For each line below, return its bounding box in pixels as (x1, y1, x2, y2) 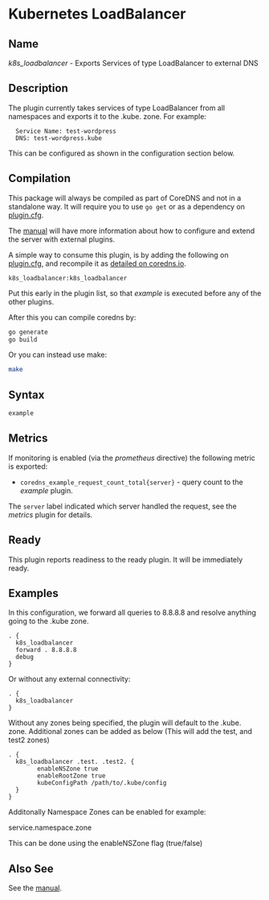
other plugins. (8, 297, 55, 306)
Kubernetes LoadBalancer (8, 5, 186, 23)
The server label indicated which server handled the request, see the (8, 501, 237, 511)
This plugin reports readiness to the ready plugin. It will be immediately (8, 554, 243, 564)
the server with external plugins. (8, 234, 115, 244)
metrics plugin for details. (8, 509, 93, 520)
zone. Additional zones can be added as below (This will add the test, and (8, 727, 253, 736)
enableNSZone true (37, 765, 99, 774)
